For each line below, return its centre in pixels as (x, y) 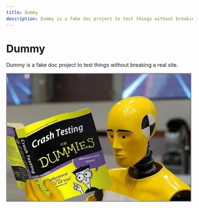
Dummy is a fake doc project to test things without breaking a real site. (92, 65)
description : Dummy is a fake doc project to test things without (90, 19)
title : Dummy (22, 12)
